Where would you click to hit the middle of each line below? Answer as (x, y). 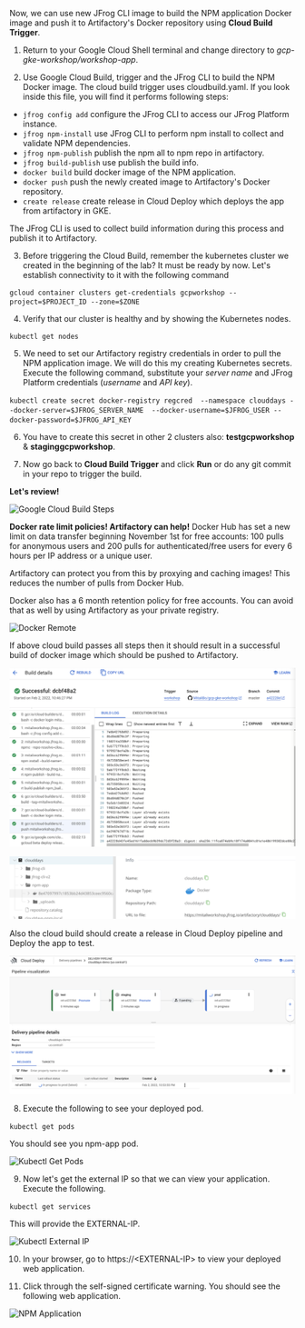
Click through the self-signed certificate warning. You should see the (152, 1286)
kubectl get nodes (44, 336)
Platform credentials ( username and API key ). (108, 382)
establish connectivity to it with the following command (126, 275)
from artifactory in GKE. (67, 211)
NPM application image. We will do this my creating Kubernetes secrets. (157, 363)
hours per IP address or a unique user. (81, 555)
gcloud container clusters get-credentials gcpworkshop (117, 293)
